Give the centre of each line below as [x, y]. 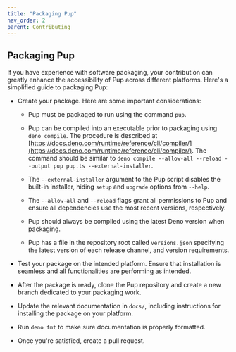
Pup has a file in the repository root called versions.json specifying [126, 243]
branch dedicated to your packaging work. [79, 292]
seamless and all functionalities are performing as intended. [104, 271]
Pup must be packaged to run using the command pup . [107, 115]
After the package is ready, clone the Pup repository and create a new [119, 285]
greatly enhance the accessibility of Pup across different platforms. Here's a [118, 80]
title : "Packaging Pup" [42, 14]
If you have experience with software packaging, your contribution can [110, 73]
